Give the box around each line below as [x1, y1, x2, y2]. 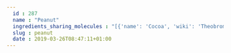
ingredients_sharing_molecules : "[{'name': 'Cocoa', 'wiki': [12, 23, 195, 30]
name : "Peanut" [12, 17, 59, 23]
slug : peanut [12, 29, 53, 36]
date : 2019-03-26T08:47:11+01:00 [12, 36, 112, 43]
